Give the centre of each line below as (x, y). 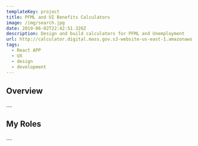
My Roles (24, 124)
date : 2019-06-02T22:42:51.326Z (46, 28)
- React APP (26, 50)
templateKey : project (33, 12)
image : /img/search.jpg (36, 23)
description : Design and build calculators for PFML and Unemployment (95, 34)
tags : (13, 45)
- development (29, 67)
